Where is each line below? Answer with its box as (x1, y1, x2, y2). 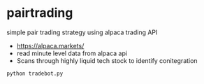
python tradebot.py (6, 70, 64, 77)
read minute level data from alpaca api (16, 49, 127, 57)
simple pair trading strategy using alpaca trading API (6, 28, 158, 36)
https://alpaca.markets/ (16, 41, 85, 50)
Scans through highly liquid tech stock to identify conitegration (16, 56, 198, 64)
